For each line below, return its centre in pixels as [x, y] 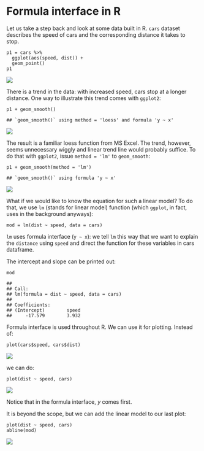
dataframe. [20, 249]
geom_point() [28, 63]
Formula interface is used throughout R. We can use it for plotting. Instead [100, 327]
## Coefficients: [28, 305]
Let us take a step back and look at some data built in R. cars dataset [93, 28]
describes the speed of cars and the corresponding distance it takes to [96, 34]
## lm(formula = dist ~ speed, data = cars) [64, 294]
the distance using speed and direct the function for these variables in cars [100, 243]
